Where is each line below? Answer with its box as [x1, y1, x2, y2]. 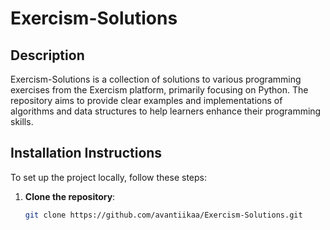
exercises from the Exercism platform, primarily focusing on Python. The [10, 84, 309, 96]
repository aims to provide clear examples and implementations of [10, 95, 283, 106]
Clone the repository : [24, 190, 116, 202]
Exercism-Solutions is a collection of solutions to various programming [10, 73, 302, 85]
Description [10, 47, 85, 64]
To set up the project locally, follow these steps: [10, 171, 208, 183]
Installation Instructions [10, 145, 163, 162]
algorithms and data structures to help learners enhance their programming [10, 105, 322, 117]
